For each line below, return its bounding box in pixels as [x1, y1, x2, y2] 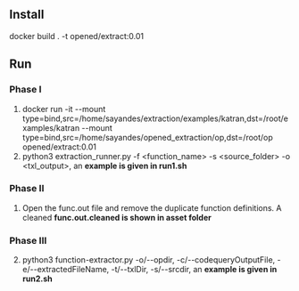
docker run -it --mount [21, 103, 106, 114]
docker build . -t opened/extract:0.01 [9, 30, 145, 41]
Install [9, 7, 45, 22]
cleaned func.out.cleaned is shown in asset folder [21, 212, 212, 222]
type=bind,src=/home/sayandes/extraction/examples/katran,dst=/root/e [21, 113, 288, 124]
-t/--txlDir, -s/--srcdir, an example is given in [111, 264, 278, 275]
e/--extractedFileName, [21, 264, 110, 275]
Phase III [9, 234, 47, 247]
